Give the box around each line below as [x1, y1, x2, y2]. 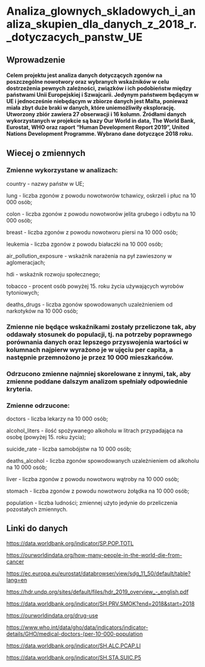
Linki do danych [6, 523, 69, 534]
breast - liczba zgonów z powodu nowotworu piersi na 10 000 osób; [6, 228, 178, 236]
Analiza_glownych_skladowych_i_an [6, 4, 196, 18]
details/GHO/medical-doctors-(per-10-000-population [6, 630, 143, 637]
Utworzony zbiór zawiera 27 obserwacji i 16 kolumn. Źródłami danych [6, 111, 187, 118]
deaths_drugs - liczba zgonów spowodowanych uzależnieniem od [6, 301, 173, 308]
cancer [6, 558, 24, 565]
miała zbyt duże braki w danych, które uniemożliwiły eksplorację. [6, 104, 176, 111]
